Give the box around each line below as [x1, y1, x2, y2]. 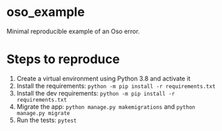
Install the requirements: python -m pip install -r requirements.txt [16, 81, 216, 90]
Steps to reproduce [6, 51, 120, 67]
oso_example [6, 4, 85, 20]
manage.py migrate [16, 110, 70, 116]
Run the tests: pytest [16, 116, 77, 124]
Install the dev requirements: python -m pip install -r [16, 89, 175, 97]
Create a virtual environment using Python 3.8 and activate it [16, 74, 191, 82]
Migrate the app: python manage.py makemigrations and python [16, 102, 196, 111]
